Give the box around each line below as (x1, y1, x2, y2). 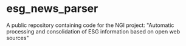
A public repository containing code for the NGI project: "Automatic (6, 22, 174, 29)
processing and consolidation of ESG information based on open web (6, 27, 181, 35)
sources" (6, 34, 29, 41)
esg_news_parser (6, 2, 98, 16)
